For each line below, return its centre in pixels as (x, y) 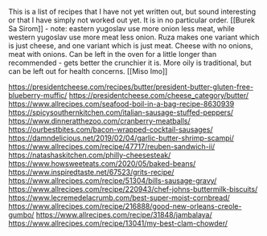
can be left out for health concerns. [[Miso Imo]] (88, 71)
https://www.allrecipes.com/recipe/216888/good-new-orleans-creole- (125, 206)
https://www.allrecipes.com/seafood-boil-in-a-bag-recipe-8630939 (121, 104)
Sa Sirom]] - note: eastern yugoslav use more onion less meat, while (121, 28)
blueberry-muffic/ (38, 95)
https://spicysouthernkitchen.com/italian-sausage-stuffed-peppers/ (121, 112)
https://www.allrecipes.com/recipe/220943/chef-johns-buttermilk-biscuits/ (133, 189)
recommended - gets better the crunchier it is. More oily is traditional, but (130, 63)
